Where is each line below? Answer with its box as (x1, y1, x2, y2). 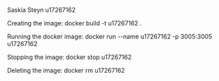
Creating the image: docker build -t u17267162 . (7, 19, 143, 27)
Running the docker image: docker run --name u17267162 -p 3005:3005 (7, 32, 212, 40)
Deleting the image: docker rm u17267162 (7, 67, 125, 74)
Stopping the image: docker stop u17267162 (7, 53, 132, 61)
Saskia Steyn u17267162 (7, 6, 76, 14)
